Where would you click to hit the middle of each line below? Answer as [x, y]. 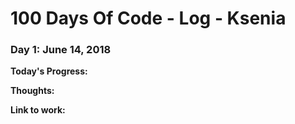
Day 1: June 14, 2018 [61, 50]
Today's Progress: [49, 71]
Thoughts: [32, 91]
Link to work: [38, 110]
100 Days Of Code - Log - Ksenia [148, 18]
